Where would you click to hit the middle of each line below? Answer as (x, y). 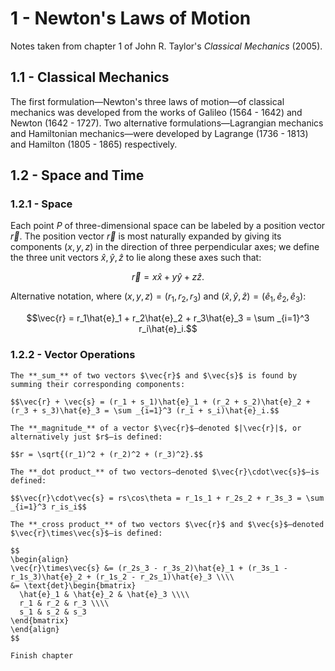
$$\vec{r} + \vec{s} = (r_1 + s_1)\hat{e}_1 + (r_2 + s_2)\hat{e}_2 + (160, 402)
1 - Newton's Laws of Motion (131, 18)
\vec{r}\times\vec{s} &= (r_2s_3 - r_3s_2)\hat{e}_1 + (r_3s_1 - (149, 568)
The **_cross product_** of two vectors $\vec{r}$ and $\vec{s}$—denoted (167, 524)
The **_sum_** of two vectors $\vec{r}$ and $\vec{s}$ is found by (154, 375)
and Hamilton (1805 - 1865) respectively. (94, 144)
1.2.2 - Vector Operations (73, 355)
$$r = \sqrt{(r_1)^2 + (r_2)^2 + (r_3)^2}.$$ (106, 454)
